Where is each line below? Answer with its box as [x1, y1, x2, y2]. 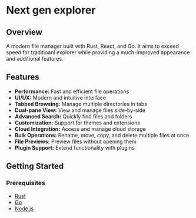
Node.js [14, 204, 34, 212]
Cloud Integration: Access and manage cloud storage [14, 125, 146, 133]
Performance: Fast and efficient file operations [14, 88, 129, 95]
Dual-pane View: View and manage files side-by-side [14, 107, 146, 114]
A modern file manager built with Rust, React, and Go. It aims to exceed [6, 42, 180, 49]
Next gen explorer [6, 4, 96, 17]
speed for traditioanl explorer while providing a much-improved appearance [6, 49, 190, 56]
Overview [6, 27, 43, 37]
